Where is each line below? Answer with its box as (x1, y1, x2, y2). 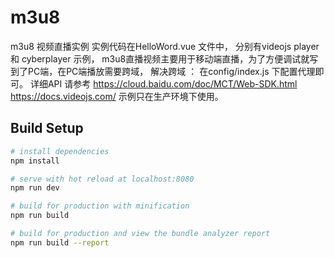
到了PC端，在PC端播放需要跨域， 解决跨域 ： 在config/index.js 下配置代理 (10, 65, 316, 77)
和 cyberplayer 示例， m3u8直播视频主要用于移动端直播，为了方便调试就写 (10, 52, 319, 65)
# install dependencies (10, 146, 110, 156)
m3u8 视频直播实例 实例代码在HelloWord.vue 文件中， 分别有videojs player (10, 40, 320, 52)
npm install (10, 156, 60, 166)
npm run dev (10, 183, 60, 193)
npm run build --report (10, 237, 110, 248)
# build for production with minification (10, 201, 190, 211)
